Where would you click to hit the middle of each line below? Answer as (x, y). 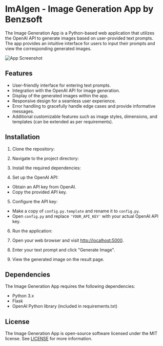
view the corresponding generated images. (48, 48)
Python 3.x (23, 296)
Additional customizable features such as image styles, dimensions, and (85, 116)
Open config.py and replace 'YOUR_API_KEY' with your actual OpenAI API (85, 216)
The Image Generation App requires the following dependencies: (70, 286)
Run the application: (32, 231)
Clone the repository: (33, 149)
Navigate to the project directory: (45, 158)
